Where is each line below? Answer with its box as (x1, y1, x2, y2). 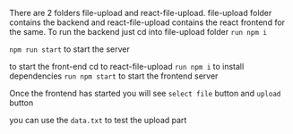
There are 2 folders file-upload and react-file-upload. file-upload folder (9, 8, 272, 18)
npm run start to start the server (9, 44, 130, 54)
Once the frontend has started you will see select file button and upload (9, 88, 281, 98)
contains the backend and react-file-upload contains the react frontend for (9, 17, 285, 28)
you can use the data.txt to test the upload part (9, 115, 187, 125)
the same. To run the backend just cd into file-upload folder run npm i (9, 27, 267, 37)
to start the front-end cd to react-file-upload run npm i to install (9, 62, 245, 71)
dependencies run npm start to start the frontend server (9, 71, 219, 81)
